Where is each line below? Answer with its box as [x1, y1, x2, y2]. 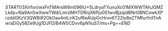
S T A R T [5, 4, 20, 10]
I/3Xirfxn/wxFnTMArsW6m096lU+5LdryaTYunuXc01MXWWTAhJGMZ [19, 4, 163, 10]
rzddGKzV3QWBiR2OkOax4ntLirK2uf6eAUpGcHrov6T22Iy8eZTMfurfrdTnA [5, 15, 161, 20]
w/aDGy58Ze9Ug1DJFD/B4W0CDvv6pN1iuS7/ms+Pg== [5, 20, 121, 26]
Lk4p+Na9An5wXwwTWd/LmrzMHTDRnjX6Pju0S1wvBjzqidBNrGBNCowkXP [5, 9, 163, 15]
